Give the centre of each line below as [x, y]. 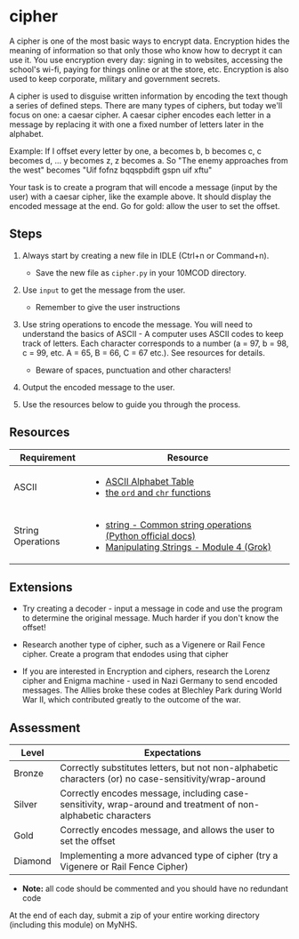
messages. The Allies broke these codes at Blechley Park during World [152, 690]
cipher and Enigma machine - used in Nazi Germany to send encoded [150, 681]
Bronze [29, 774]
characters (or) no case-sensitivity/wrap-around [163, 779]
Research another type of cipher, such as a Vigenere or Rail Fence [143, 645]
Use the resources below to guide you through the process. [131, 404]
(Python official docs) [150, 535]
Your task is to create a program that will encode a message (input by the [143, 187]
